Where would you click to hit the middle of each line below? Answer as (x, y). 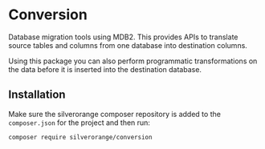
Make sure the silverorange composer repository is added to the (114, 114)
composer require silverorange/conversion (80, 137)
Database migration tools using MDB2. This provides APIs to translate (123, 37)
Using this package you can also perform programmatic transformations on (133, 61)
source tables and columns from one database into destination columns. (128, 45)
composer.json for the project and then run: (79, 123)
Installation (37, 95)
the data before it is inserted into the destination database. (105, 69)
